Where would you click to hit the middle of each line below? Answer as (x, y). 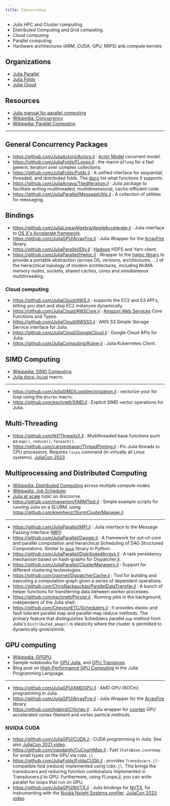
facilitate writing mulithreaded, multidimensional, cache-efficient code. (86, 189)
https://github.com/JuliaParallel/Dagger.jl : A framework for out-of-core (87, 538)
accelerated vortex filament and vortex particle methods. (72, 715)
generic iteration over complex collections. (57, 167)
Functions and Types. (35, 317)
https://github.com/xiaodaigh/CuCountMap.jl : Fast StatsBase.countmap (87, 750)
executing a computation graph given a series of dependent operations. (87, 581)
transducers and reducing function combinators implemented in (79, 771)
